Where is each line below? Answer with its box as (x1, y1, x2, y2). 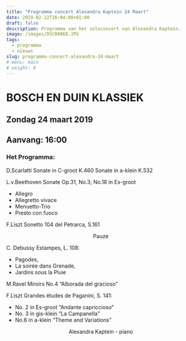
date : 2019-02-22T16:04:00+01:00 (6, 14, 90, 20)
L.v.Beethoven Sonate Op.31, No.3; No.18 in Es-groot (6, 178, 136, 185)
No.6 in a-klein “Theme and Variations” (14, 316, 112, 324)
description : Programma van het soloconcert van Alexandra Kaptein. (6, 25, 181, 32)
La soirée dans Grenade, (14, 262, 76, 269)
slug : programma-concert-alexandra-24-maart (6, 54, 119, 60)
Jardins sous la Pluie (14, 268, 66, 275)
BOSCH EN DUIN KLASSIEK (6, 91, 144, 104)
